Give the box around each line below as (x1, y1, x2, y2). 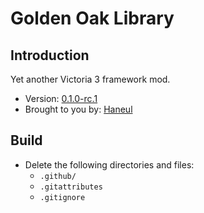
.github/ (39, 171, 77, 181)
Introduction (10, 47, 90, 64)
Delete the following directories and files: (24, 158, 195, 171)
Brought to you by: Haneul (24, 103, 133, 115)
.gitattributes (39, 182, 103, 192)
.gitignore (39, 192, 86, 202)
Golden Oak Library (10, 7, 175, 30)
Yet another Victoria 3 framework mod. (10, 73, 171, 85)
